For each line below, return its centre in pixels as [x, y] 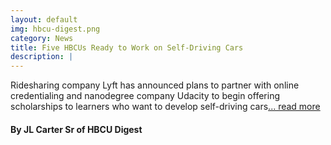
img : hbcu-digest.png [55, 29]
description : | [42, 57]
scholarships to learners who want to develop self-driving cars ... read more [165, 107]
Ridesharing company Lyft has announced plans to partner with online [155, 85]
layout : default [44, 19]
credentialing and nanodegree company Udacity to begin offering [145, 96]
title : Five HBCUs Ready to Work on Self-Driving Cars [127, 47]
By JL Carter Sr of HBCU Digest [76, 129]
